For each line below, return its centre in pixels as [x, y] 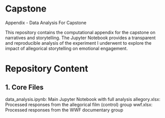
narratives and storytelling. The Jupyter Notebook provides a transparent [80, 38]
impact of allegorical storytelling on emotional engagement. [66, 48]
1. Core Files [24, 87]
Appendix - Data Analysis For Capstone [46, 23]
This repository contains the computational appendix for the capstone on [80, 32]
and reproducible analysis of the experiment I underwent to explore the [78, 43]
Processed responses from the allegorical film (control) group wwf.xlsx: [79, 104]
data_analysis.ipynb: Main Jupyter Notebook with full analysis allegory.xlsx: [83, 99]
